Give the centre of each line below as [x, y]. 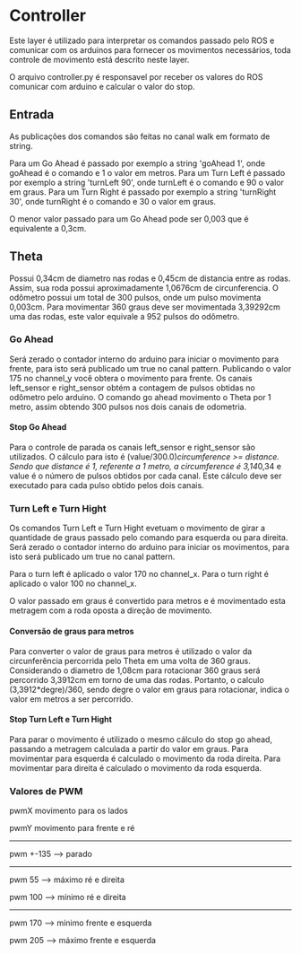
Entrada [32, 114]
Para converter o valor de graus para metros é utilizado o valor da [131, 651]
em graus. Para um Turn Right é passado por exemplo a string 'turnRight [143, 192]
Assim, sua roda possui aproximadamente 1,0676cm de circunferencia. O [144, 287]
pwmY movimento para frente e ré [72, 828]
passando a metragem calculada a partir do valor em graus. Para [129, 748]
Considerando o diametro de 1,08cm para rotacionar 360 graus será [135, 670]
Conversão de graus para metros [72, 631]
